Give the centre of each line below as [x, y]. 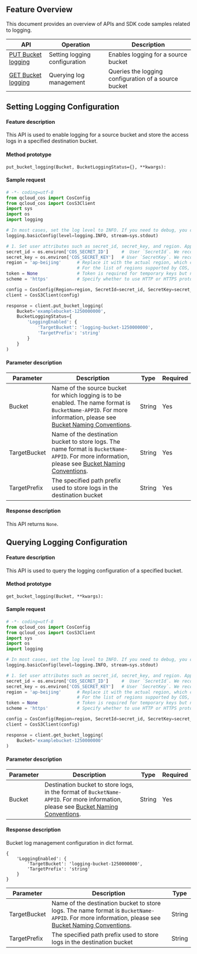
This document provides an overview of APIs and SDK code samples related [98, 23]
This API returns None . [32, 524]
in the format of [66, 792]
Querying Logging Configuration [67, 542]
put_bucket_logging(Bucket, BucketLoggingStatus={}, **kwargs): [86, 167]
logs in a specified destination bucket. [52, 141]
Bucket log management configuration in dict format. [70, 842]
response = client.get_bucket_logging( [55, 735]
